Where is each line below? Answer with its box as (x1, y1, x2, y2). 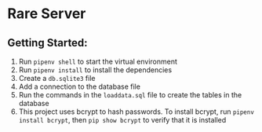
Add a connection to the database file (18, 82, 140, 91)
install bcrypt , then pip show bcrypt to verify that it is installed (18, 115, 227, 124)
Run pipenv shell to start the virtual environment (18, 57, 178, 66)
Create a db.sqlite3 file (18, 74, 96, 82)
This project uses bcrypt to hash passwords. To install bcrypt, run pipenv (18, 107, 254, 116)
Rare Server (7, 5, 86, 23)
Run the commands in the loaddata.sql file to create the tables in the (18, 90, 242, 99)
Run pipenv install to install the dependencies (18, 65, 173, 75)
